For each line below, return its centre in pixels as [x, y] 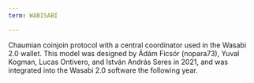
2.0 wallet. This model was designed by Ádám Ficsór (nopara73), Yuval [124, 53]
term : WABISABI [33, 15]
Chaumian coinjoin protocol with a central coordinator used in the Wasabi [127, 45]
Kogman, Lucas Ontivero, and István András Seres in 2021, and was [118, 62]
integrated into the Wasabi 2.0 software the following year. [103, 70]
